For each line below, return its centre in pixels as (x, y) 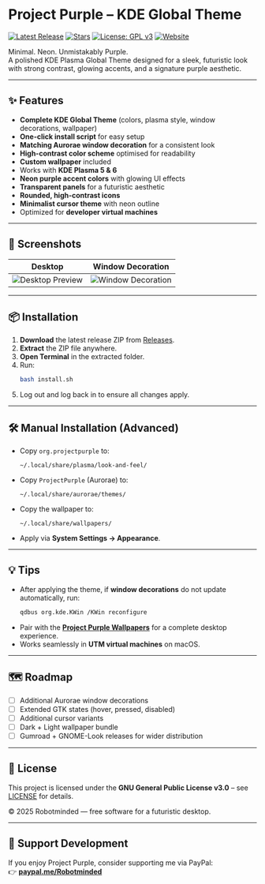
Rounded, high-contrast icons (70, 195)
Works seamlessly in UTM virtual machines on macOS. (110, 644)
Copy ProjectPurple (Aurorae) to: (74, 480)
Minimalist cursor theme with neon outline (90, 204)
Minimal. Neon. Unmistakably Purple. (68, 51)
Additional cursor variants (62, 718)
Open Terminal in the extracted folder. (82, 357)
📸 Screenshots (45, 244)
